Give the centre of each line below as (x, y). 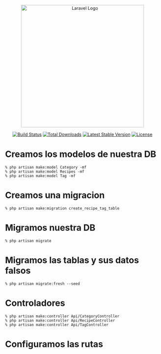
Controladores (35, 303)
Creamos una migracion (55, 195)
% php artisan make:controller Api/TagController (57, 325)
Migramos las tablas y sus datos (72, 260)
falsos (18, 271)
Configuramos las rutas (54, 344)
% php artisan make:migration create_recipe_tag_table (62, 208)
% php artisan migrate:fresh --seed (42, 284)
